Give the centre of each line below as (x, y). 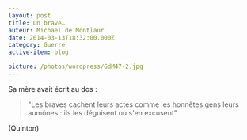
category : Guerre (37, 45)
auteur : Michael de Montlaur (56, 30)
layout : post (30, 15)
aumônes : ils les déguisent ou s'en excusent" (103, 112)
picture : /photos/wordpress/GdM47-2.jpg (76, 67)
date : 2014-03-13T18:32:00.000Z (61, 38)
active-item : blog (38, 52)
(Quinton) (24, 128)
